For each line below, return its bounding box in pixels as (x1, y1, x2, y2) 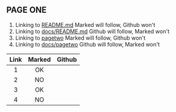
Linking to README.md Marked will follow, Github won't (15, 21, 156, 28)
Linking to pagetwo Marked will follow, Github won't (15, 34, 145, 42)
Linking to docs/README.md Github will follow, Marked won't (15, 28, 170, 35)
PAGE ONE (6, 5, 47, 15)
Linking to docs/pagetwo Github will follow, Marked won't (15, 40, 160, 48)
